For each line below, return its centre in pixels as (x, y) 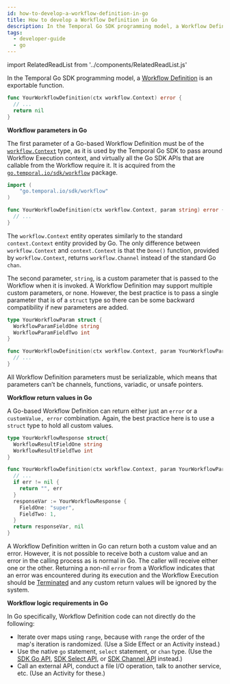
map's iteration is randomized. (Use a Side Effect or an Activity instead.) (118, 644)
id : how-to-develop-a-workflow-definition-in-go (78, 13)
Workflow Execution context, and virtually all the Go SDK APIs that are (106, 157)
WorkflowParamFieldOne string (56, 326)
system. (18, 590)
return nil (29, 110)
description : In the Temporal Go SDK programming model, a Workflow (107, 26)
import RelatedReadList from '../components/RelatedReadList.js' (97, 65)
